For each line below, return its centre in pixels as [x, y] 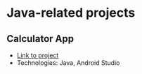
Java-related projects [71, 13]
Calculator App [40, 39]
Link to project [38, 55]
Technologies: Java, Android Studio [68, 63]
